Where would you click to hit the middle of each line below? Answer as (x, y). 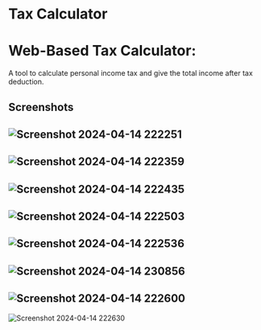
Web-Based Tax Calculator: (102, 51)
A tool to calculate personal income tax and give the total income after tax (131, 73)
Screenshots (41, 107)
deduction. (26, 82)
